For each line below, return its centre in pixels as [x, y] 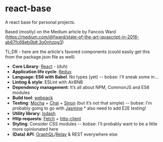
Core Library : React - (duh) [40, 66]
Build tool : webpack [32, 98]
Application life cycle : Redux [42, 71]
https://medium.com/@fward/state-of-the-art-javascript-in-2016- [73, 37]
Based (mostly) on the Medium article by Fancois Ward [61, 31]
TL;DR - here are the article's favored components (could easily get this [78, 52]
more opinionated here [35, 129]
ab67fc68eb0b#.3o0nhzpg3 [34, 42]
